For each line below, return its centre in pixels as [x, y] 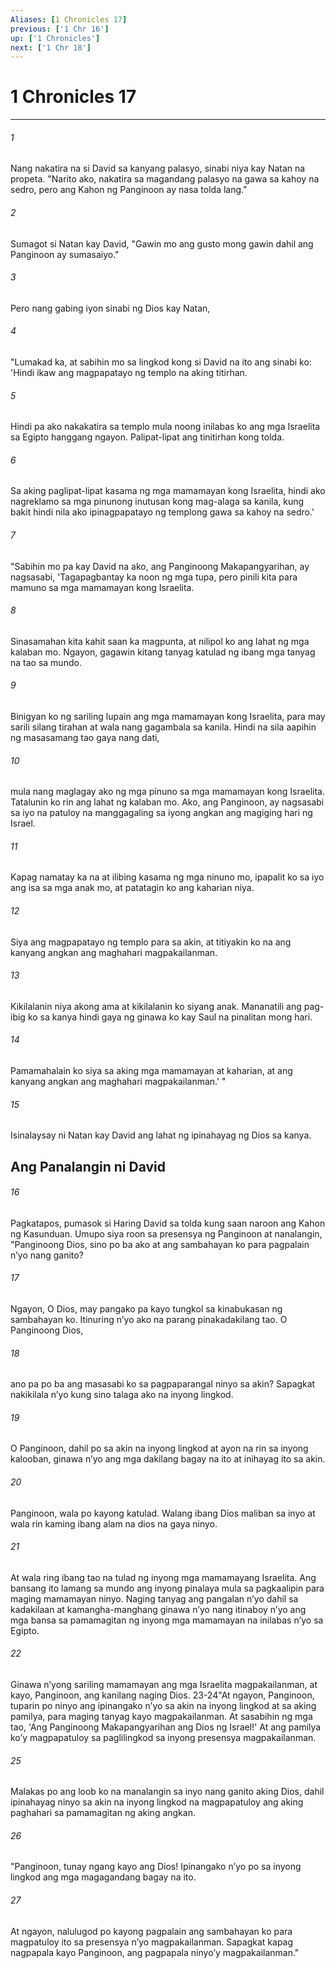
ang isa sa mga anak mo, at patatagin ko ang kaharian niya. [132, 888]
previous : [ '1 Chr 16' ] [60, 29]
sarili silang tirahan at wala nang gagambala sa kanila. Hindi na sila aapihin [163, 727]
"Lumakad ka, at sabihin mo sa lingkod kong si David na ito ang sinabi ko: [161, 362]
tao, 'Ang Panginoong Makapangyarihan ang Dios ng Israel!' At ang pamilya [166, 1727]
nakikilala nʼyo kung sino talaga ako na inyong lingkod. [122, 1395]
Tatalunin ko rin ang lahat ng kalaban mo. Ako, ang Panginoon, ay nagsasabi [167, 802]
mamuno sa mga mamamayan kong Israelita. [102, 587]
